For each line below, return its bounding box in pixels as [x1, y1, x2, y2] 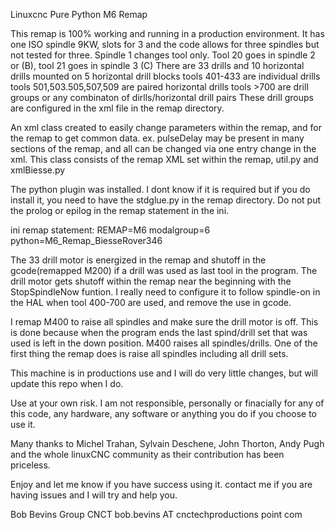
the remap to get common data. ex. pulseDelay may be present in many [10, 132, 305, 144]
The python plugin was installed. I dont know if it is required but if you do [10, 184, 311, 195]
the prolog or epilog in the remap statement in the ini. [10, 205, 230, 216]
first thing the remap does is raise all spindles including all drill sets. [10, 348, 289, 359]
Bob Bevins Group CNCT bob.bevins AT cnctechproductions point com [10, 509, 303, 520]
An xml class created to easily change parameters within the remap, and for [10, 122, 322, 133]
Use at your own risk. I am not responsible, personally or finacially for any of [10, 397, 325, 409]
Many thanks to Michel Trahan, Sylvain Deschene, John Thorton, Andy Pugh [10, 438, 325, 449]
